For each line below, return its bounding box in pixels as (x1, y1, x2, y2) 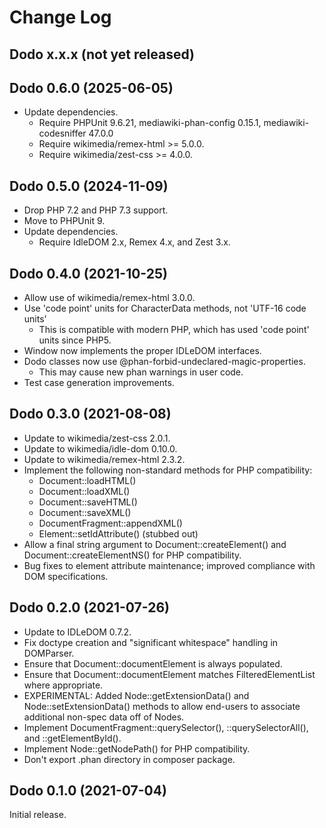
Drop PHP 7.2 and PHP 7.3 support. (23, 204, 169, 216)
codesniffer (38, 127, 87, 140)
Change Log (9, 6, 112, 29)
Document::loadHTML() (38, 474, 137, 486)
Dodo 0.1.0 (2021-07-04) (9, 782, 167, 800)
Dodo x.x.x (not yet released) (9, 46, 195, 63)
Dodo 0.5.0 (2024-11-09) (9, 177, 169, 195)
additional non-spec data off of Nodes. (23, 711, 185, 723)
